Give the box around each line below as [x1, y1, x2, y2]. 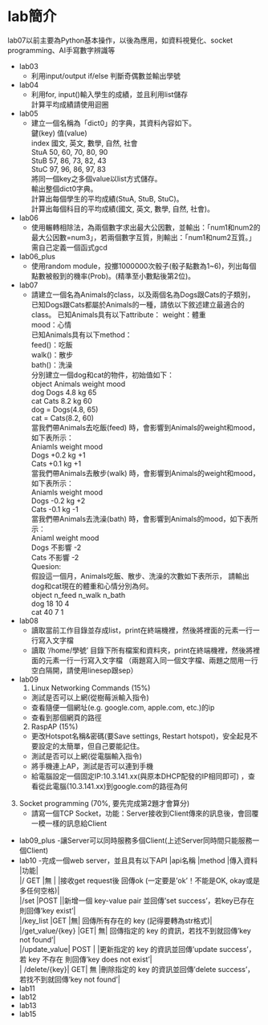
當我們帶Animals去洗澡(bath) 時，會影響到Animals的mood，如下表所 [30, 514, 258, 523]
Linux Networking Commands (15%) [30, 683, 151, 693]
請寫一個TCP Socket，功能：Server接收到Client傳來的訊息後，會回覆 [30, 808, 259, 818]
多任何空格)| [18, 885, 60, 895]
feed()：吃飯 [30, 340, 73, 349]
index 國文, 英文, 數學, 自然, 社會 [30, 138, 138, 148]
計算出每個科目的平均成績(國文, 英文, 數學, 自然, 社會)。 [30, 204, 214, 214]
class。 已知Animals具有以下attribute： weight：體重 [30, 310, 206, 319]
